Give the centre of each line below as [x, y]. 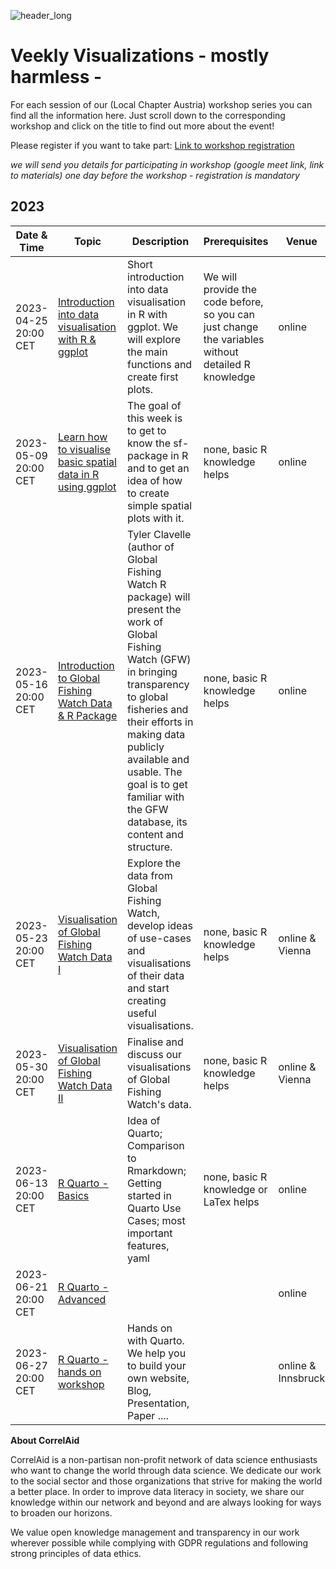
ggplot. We [153, 327]
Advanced [82, 1299]
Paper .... [148, 1415]
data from [150, 875]
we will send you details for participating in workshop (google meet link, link [167, 164]
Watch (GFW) [159, 659]
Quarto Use [154, 1208]
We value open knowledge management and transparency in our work [155, 1532]
